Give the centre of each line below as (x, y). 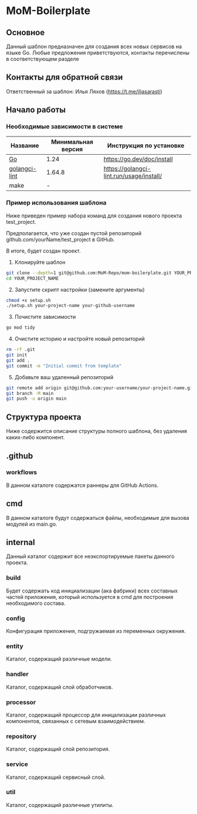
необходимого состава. (36, 603)
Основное (26, 33)
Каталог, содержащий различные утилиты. (60, 805)
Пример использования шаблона (56, 203)
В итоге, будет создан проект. (43, 251)
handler (18, 674)
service (17, 764)
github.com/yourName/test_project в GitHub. (61, 239)
